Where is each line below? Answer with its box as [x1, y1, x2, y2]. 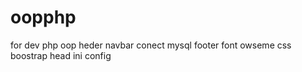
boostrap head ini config [10, 49, 112, 61]
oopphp [10, 6, 77, 29]
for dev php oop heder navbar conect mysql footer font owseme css [10, 39, 292, 51]
